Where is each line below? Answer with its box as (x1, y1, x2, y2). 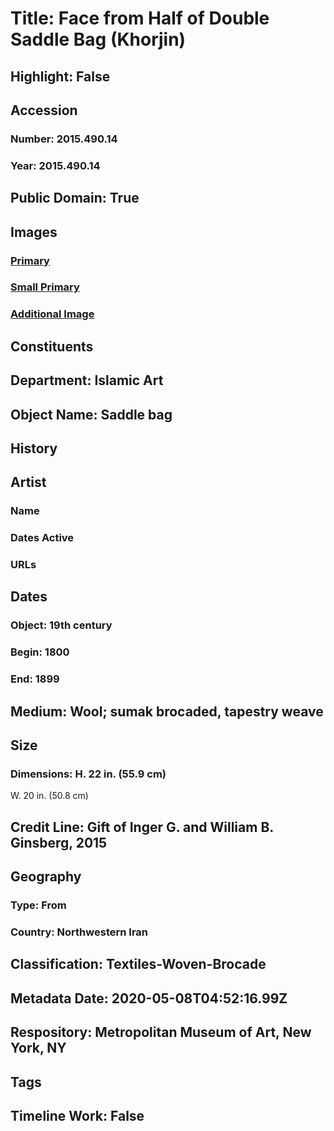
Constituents (10, 338, 94, 355)
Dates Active (10, 531, 75, 545)
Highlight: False (10, 68, 111, 85)
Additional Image (10, 307, 95, 321)
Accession (10, 102, 78, 119)
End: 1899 (10, 672, 60, 686)
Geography (10, 868, 82, 886)
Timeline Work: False (10, 1107, 145, 1124)
